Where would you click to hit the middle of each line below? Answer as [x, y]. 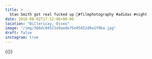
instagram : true [22, 38]
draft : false [19, 33]
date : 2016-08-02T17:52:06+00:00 [40, 19]
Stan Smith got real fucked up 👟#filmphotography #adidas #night [78, 14]
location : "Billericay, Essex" [37, 24]
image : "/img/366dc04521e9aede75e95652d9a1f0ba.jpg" [61, 28]
